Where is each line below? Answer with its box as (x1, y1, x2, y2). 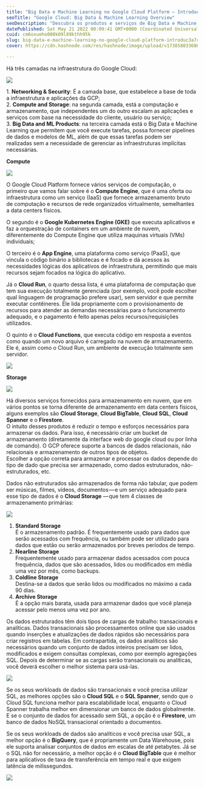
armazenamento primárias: (6, 499, 74, 506)
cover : (6, 43, 23, 49)
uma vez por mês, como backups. (15, 567, 100, 574)
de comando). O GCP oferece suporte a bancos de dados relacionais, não (6, 441, 191, 449)
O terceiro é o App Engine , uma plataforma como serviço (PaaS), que (6, 250, 180, 257)
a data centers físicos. (6, 206, 62, 214)
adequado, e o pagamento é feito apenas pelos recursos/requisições (6, 313, 179, 320)
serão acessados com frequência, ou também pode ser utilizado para (15, 535, 189, 542)
